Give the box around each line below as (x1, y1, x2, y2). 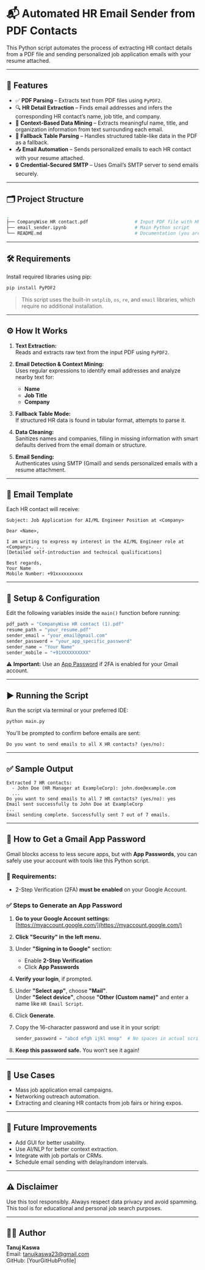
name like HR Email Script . (15, 1000, 84, 1007)
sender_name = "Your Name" (6, 644, 75, 650)
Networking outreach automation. (15, 1093, 100, 1100)
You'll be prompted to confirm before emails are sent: (6, 730, 141, 737)
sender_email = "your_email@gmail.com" (6, 632, 108, 639)
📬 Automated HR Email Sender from (6, 7, 195, 21)
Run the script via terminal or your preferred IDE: (6, 706, 129, 714)
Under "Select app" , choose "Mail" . (15, 987, 108, 995)
